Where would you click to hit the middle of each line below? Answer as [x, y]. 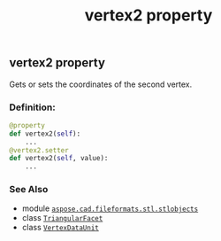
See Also [29, 190]
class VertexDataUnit [60, 228]
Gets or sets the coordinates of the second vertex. [101, 84]
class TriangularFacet [62, 218]
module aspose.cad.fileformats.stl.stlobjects [110, 208]
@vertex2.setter [39, 150]
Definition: [32, 107]
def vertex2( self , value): [59, 159]
